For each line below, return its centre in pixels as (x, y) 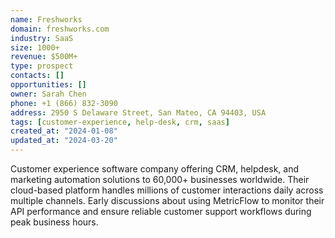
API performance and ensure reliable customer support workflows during (161, 211)
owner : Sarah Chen (48, 94)
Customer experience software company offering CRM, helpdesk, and (155, 169)
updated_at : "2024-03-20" (64, 141)
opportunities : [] (48, 85)
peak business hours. (54, 222)
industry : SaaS (42, 38)
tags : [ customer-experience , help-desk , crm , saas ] (120, 122)
